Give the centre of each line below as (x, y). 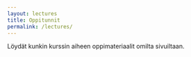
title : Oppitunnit (34, 20)
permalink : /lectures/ (40, 26)
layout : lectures (32, 14)
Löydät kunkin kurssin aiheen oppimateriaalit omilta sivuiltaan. (96, 47)
